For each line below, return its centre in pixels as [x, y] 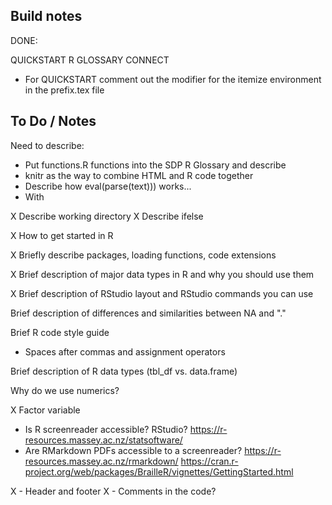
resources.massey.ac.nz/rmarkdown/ [101, 461]
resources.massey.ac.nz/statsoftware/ [103, 440]
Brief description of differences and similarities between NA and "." [148, 313]
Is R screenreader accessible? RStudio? [106, 429]
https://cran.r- [209, 461]
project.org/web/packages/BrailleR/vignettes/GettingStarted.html [159, 471]
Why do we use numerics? [65, 390]
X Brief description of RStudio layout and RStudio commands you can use [162, 293]
